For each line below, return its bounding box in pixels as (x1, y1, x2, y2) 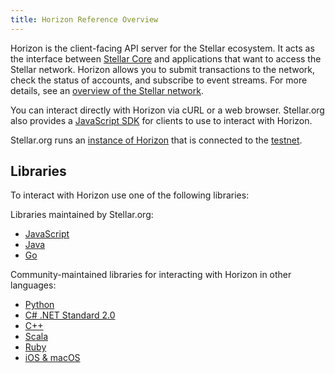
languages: (10, 279, 57, 291)
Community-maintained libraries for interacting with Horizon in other (10, 269, 292, 281)
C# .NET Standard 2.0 (24, 309, 116, 321)
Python (24, 299, 55, 311)
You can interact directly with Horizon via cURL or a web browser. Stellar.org (10, 104, 325, 116)
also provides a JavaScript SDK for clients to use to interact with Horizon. (10, 114, 313, 126)
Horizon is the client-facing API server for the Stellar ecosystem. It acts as (10, 42, 315, 54)
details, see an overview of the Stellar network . (10, 84, 204, 96)
